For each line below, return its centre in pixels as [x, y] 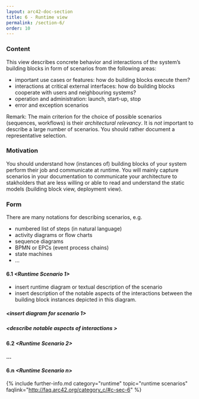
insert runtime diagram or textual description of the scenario [89, 287]
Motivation [22, 151]
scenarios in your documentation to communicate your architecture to [91, 176]
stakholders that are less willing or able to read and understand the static [96, 182]
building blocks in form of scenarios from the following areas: [81, 68]
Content [18, 49]
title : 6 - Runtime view [37, 17]
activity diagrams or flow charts [53, 235]
